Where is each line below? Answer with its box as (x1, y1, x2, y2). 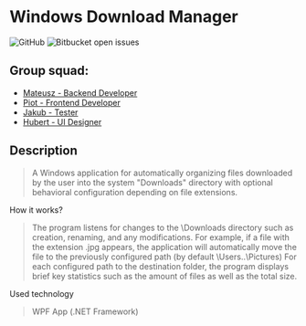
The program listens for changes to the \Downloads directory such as (31, 222, 294, 233)
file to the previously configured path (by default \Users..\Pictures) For (31, 251, 297, 262)
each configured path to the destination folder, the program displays (31, 260, 290, 271)
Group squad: (9, 63, 90, 79)
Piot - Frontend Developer (22, 97, 121, 108)
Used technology (9, 288, 75, 299)
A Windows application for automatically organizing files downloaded (31, 167, 293, 178)
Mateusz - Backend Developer (22, 87, 138, 98)
